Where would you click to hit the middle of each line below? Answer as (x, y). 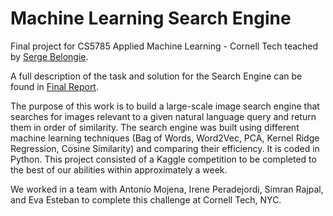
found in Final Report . (54, 86)
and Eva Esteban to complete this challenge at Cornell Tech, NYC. (146, 199)
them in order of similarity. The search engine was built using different (155, 127)
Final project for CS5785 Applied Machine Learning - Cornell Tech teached (164, 46)
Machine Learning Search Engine (151, 18)
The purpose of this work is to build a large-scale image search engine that (165, 106)
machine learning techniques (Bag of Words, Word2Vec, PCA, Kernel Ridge (165, 138)
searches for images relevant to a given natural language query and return (163, 116)
